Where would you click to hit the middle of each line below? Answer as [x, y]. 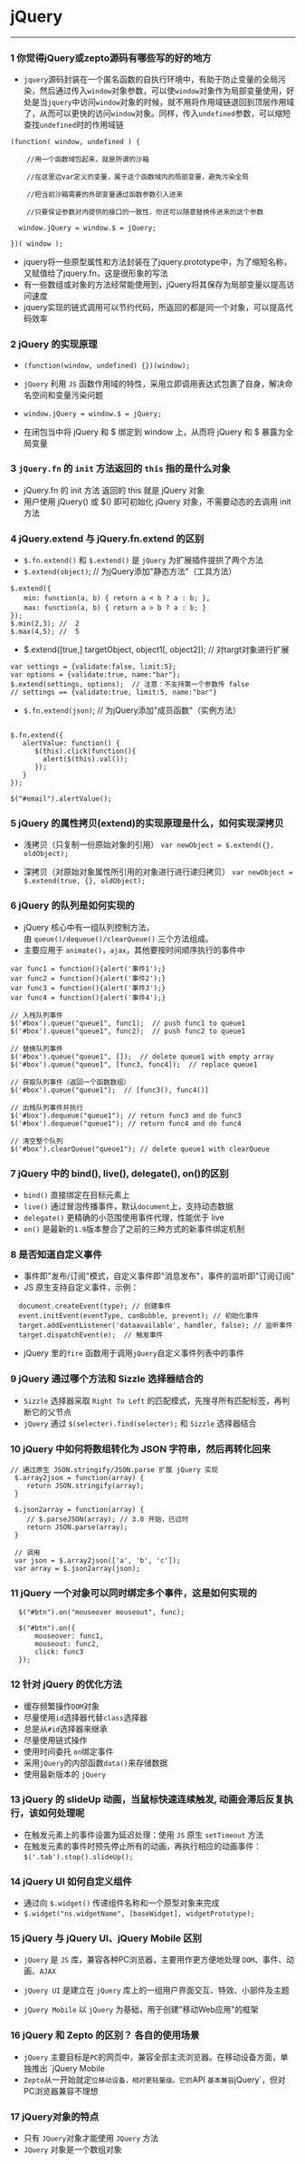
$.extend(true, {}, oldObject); [84, 882]
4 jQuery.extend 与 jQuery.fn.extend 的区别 [107, 539]
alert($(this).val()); [86, 759]
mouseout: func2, [67, 1644]
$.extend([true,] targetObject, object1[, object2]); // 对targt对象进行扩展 [156, 649]
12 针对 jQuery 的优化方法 [67, 1684]
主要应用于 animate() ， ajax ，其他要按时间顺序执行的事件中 [134, 950]
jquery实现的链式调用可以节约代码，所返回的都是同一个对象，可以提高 [154, 307]
